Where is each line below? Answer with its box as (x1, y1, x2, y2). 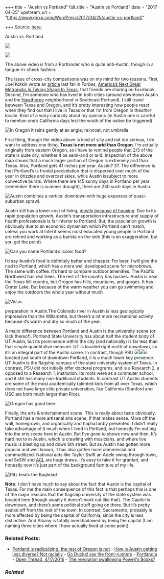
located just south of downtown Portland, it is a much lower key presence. (5, 355, 155, 361)
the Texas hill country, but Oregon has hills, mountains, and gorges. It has (5, 279, 153, 285)
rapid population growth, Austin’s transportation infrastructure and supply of (5, 213, 159, 218)
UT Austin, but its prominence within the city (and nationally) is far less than (5, 338, 158, 344)
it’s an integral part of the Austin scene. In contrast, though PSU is (5, 350, 148, 355)
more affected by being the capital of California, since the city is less (5, 512, 143, 518)
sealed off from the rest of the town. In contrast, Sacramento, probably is (5, 507, 153, 513)
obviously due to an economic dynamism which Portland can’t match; (5, 223, 145, 229)
